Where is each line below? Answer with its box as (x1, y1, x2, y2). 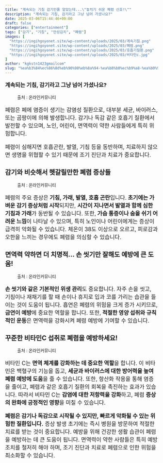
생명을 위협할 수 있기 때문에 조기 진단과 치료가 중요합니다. (11, 152, 151, 158)
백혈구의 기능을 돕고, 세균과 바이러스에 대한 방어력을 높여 (16, 368, 154, 375)
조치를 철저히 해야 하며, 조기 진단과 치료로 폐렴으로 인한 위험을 (5, 444, 156, 451)
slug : (5, 66, 16, 71)
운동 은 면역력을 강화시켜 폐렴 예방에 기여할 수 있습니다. (16, 317, 149, 324)
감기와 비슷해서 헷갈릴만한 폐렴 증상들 (5, 168, 111, 176)
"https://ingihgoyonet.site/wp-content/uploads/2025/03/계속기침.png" (9, 39, 151, 44)
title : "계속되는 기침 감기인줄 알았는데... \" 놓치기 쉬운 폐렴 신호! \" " (5, 7, 132, 12)
